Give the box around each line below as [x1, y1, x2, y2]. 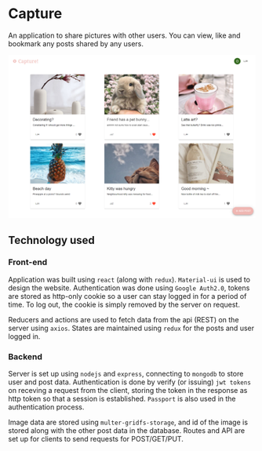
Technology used [8, 233, 96, 247]
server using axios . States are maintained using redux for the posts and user [8, 323, 255, 333]
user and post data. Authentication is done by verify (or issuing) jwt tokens [8, 377, 251, 387]
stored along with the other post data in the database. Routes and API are [8, 426, 246, 435]
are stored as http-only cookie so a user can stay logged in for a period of [8, 291, 247, 300]
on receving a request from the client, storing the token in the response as [8, 386, 248, 395]
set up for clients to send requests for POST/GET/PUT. [8, 435, 184, 444]
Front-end [8, 256, 48, 267]
